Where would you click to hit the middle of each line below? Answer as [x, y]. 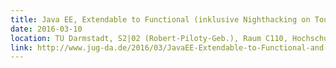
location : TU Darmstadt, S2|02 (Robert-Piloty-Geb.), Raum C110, [149, 38]
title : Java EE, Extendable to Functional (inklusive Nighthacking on [160, 19]
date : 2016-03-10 [46, 29]
